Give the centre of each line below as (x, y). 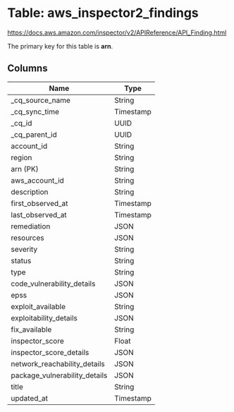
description (30, 192)
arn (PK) (25, 169)
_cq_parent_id (34, 134)
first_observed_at (39, 203)
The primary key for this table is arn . (60, 46)
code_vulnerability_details (53, 284)
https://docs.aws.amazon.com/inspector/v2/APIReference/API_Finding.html (117, 32)
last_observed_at (39, 214)
